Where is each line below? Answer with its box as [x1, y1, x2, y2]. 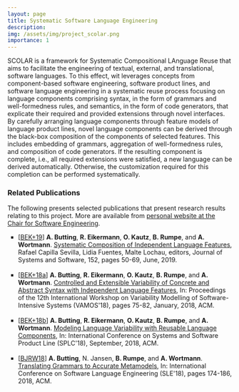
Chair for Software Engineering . [7, 219, 101, 228]
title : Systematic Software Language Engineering [7, 17, 158, 24]
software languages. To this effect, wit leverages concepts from [7, 72, 195, 81]
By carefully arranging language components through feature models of [7, 117, 219, 125]
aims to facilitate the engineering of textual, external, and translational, [7, 64, 215, 73]
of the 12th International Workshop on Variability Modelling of [17, 294, 198, 302]
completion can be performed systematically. [7, 170, 141, 179]
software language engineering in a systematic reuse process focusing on [7, 87, 225, 96]
